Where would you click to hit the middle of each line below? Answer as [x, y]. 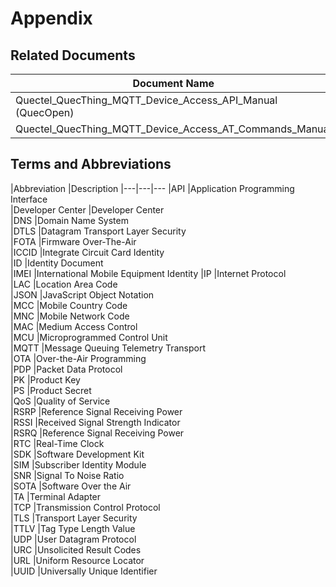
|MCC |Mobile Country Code [69, 305]
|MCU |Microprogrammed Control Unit [89, 337]
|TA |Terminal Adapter [56, 496]
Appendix [51, 18]
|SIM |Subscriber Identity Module [78, 464]
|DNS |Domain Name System [69, 220]
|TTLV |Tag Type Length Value [73, 528]
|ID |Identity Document [57, 263]
